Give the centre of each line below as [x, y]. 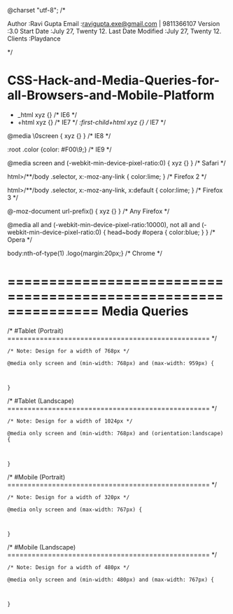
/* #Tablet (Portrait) [36, 330]
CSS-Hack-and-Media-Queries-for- [114, 81]
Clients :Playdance [34, 39]
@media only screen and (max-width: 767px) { [75, 510]
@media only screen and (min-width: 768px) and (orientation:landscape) [115, 433]
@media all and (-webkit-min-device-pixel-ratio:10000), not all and [104, 224]
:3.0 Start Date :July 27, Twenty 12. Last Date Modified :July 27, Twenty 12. [114, 31]
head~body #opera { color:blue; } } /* [161, 232]
